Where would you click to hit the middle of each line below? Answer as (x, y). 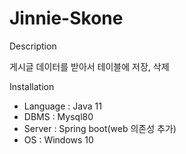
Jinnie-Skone (66, 18)
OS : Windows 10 (58, 139)
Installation (32, 86)
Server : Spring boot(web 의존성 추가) (100, 128)
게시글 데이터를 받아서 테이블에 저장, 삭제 (89, 66)
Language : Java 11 (62, 106)
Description (33, 46)
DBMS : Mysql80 (58, 116)
